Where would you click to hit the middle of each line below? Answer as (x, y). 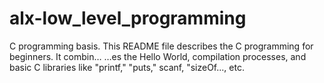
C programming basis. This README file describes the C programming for (161, 46)
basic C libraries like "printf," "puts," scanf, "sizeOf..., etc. (127, 67)
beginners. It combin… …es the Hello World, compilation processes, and (158, 56)
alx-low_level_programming (128, 18)
